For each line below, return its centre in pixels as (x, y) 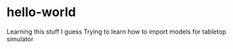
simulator (20, 38)
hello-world (42, 12)
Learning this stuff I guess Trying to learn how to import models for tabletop (116, 31)
